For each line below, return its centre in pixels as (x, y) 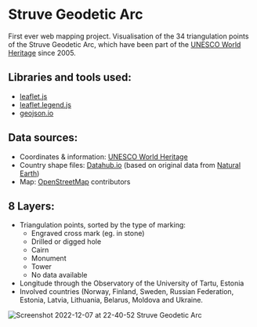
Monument (49, 258)
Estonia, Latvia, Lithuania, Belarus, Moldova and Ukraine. (111, 300)
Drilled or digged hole (66, 242)
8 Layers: (31, 206)
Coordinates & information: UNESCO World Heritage (103, 156)
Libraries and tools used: (70, 77)
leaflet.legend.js (45, 104)
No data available (59, 275)
